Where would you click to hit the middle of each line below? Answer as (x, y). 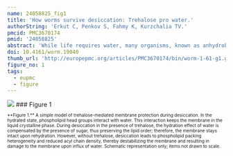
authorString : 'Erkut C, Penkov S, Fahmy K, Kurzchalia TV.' (97, 26)
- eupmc (25, 78)
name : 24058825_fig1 (37, 13)
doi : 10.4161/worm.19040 (43, 52)
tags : (15, 71)
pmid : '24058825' (32, 39)
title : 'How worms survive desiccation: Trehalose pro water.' (101, 20)
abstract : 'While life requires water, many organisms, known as (103, 46)
